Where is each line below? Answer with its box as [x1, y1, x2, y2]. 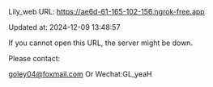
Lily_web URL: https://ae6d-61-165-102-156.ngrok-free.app [8, 7, 205, 16]
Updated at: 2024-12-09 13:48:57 [8, 23, 121, 31]
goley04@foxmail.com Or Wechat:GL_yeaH [8, 69, 152, 79]
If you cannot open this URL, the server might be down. [8, 38, 193, 48]
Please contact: [8, 54, 61, 63]
